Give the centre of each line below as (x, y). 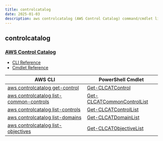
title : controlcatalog (28, 9)
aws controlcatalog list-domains (44, 118)
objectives (19, 131)
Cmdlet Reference (30, 68)
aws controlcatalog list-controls (44, 110)
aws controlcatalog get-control (43, 88)
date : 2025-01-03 (23, 14)
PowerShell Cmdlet (121, 79)
